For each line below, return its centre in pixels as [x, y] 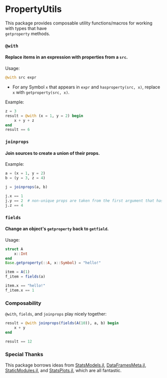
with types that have [26, 28]
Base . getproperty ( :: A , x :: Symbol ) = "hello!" [53, 263]
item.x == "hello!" [25, 286]
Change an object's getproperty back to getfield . [57, 229]
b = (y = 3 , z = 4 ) [25, 178]
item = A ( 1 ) [17, 272]
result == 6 [17, 130]
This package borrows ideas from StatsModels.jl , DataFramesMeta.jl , [76, 365]
